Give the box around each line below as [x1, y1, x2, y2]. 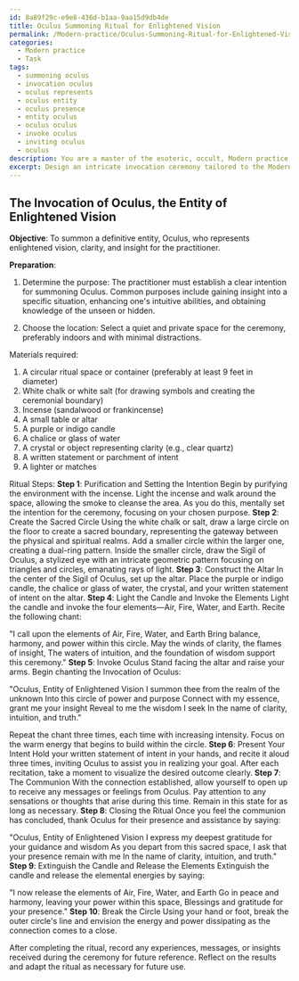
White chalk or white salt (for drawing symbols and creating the [21, 385, 255, 397]
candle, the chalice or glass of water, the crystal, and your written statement [9, 583, 289, 594]
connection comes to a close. [9, 925, 117, 936]
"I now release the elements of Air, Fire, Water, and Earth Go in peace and [9, 887, 279, 898]
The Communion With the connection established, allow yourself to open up [9, 777, 288, 787]
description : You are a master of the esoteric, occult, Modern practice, [9, 153, 293, 163]
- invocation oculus [17, 79, 93, 88]
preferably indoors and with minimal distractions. [21, 332, 202, 343]
